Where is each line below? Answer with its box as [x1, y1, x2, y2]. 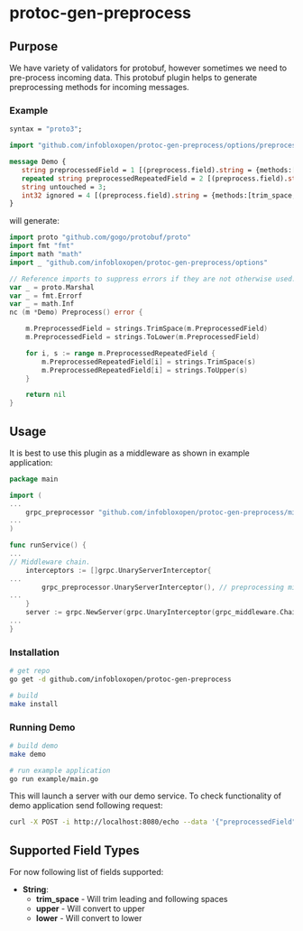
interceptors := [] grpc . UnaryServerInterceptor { [25, 566, 212, 575]
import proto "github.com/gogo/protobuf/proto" [9, 233, 192, 242]
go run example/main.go [9, 774, 99, 783]
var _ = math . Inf [9, 300, 75, 309]
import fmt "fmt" [9, 242, 75, 251]
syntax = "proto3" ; [9, 124, 83, 134]
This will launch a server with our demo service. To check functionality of [9, 790, 282, 801]
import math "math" [9, 250, 83, 259]
